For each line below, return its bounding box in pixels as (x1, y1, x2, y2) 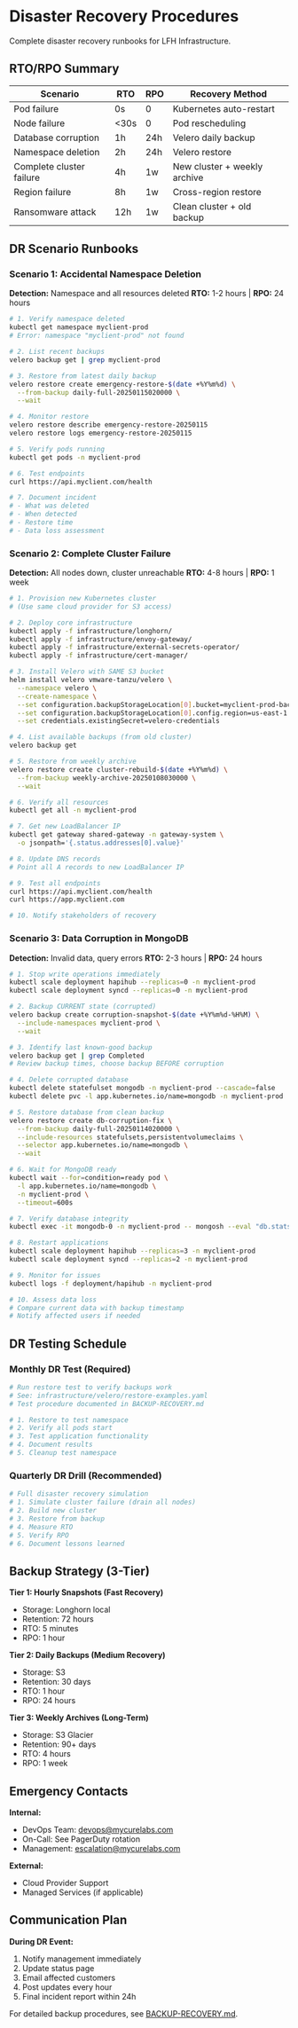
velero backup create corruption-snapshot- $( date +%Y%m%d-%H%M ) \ (9, 1010, 260, 1019)
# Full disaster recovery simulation (9, 1490, 149, 1498)
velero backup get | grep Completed (9, 1051, 145, 1060)
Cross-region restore (172, 185, 262, 198)
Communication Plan (9, 1913, 128, 1928)
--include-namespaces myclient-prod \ (17, 1018, 161, 1027)
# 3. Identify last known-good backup (9, 1042, 153, 1052)
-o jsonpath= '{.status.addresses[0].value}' (17, 838, 184, 848)
